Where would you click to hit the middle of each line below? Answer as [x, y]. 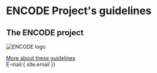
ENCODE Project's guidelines [79, 11]
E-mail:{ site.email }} [31, 64]
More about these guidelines [41, 58]
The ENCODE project [45, 33]
